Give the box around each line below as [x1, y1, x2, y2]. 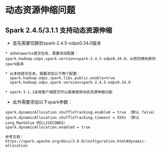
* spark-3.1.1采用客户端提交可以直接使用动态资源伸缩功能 [5, 90, 112, 95]
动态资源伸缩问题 [5, 4, 76, 16]
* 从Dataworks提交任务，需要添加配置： [5, 51, 78, 56]
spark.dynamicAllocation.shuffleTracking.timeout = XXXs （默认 [5, 115, 140, 120]
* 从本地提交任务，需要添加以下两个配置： [5, 71, 81, 76]
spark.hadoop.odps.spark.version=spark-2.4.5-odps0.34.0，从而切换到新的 [5, 56, 156, 61]
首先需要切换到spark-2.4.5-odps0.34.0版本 [12, 40, 101, 46]
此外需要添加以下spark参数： [12, 99, 72, 105]
